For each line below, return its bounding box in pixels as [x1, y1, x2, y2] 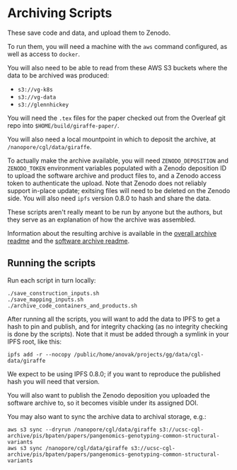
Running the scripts [7, 257, 96, 269]
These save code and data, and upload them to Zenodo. [7, 28, 171, 37]
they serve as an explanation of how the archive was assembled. [7, 215, 196, 224]
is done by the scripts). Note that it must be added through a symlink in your [7, 329, 229, 338]
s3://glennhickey [17, 101, 69, 108]
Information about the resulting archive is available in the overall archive [7, 229, 217, 237]
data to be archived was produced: [7, 71, 110, 80]
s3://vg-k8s [17, 86, 53, 93]
